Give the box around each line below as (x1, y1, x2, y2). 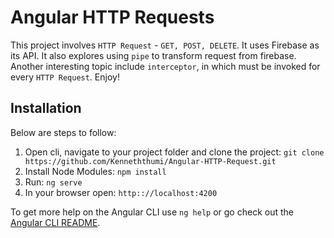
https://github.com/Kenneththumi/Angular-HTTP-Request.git (24, 156, 277, 166)
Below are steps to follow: (10, 126, 117, 138)
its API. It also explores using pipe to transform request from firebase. (10, 49, 297, 61)
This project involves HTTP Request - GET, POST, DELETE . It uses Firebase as (10, 39, 320, 51)
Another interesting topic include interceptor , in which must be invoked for (10, 60, 321, 72)
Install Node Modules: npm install (24, 165, 167, 177)
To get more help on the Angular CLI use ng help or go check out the (10, 206, 294, 218)
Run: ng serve (24, 176, 83, 188)
